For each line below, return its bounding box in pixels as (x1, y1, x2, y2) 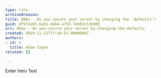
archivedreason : (5, 12, 39, 17)
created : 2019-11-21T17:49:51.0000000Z (5, 31, 89, 36)
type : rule (5, 7, 28, 13)
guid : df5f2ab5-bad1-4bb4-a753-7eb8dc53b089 (5, 21, 100, 27)
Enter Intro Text (5, 67, 37, 73)
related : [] (5, 49, 30, 54)
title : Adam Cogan (10, 45, 49, 50)
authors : (5, 36, 24, 41)
